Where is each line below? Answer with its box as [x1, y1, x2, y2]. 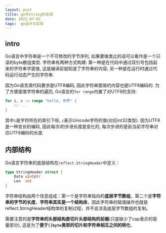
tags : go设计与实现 [5, 21, 43, 26]
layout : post [5, 7, 32, 12]
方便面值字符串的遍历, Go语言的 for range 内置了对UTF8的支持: [9, 89, 137, 95]
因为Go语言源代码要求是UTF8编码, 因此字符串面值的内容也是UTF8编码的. [5, 82, 154, 88]
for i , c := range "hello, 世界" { [5, 99, 77, 104]
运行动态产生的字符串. [9, 72, 54, 78]
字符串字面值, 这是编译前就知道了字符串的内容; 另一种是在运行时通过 [13, 65, 153, 72]
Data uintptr [14, 174, 41, 179]
